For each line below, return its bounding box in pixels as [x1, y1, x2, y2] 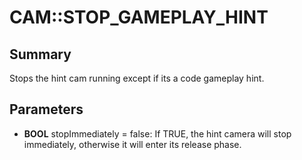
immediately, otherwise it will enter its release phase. [23, 138, 242, 150]
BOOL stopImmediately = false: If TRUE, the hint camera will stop [23, 127, 292, 140]
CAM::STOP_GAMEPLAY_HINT [9, 6, 269, 29]
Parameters [9, 101, 84, 118]
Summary [9, 46, 72, 63]
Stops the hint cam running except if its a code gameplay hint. [9, 72, 265, 84]
